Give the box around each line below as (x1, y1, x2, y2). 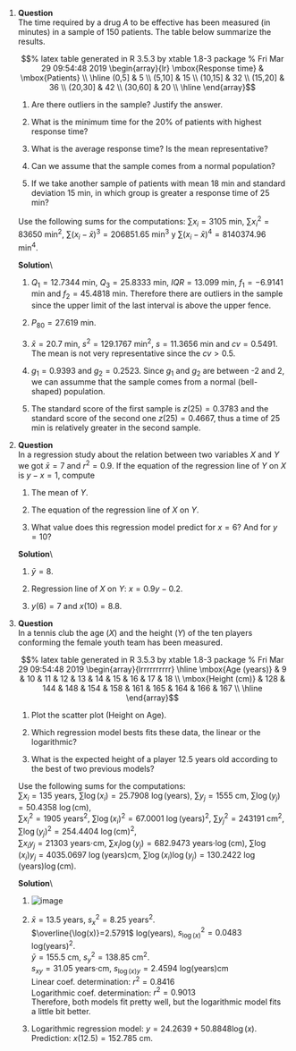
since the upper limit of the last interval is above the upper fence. (30, 300, 271, 311)
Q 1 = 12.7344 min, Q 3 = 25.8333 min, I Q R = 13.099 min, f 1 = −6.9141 (30, 276, 283, 290)
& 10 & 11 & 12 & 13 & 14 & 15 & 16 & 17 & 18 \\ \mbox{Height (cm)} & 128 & (19, 674, 286, 684)
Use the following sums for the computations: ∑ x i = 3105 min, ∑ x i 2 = (17, 215, 270, 229)
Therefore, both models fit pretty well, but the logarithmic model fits (30, 996, 282, 1007)
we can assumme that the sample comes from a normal (30, 377, 236, 387)
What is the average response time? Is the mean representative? (30, 143, 268, 154)
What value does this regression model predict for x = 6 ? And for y (30, 522, 278, 533)
